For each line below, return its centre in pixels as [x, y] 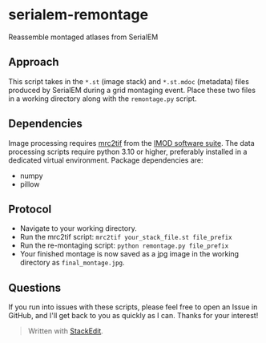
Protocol [30, 209]
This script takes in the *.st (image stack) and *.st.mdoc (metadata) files [129, 81]
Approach [34, 62]
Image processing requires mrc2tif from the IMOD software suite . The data [131, 143]
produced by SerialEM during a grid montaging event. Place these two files [132, 90]
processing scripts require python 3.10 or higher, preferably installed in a [128, 151]
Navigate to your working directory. [79, 228]
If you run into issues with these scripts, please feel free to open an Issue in [133, 307]
